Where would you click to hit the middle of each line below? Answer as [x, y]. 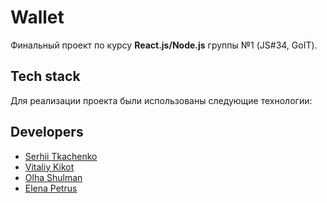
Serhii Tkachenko [61, 156]
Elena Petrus [51, 188]
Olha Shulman [53, 177]
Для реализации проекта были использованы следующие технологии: [161, 100]
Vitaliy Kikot [49, 167]
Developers [47, 132]
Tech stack [45, 76]
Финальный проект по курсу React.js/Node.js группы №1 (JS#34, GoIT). [164, 45]
